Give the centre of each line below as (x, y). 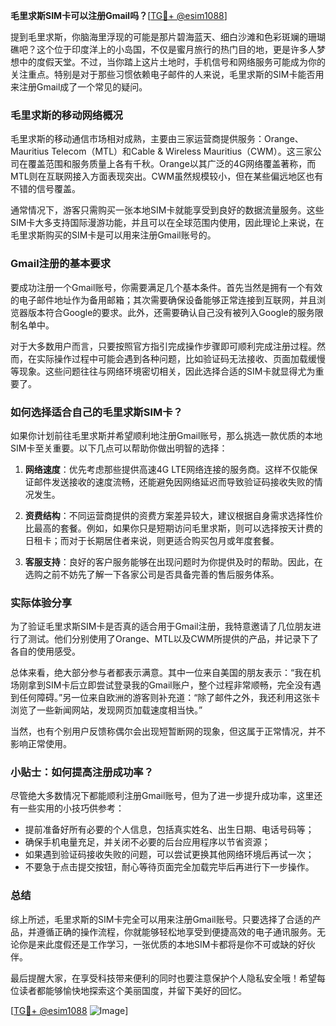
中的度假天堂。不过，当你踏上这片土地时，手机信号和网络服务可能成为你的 (172, 62)
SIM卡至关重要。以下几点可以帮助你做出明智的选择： (119, 448)
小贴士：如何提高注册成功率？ (82, 772)
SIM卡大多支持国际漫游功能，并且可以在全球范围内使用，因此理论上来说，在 (167, 223)
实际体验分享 (41, 602)
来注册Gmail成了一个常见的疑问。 (79, 87)
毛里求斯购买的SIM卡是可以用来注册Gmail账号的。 (113, 235)
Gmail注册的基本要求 (61, 264)
